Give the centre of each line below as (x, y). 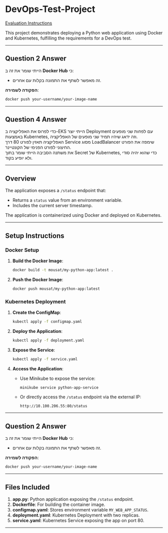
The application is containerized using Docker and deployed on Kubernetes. (83, 215)
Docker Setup (22, 250)
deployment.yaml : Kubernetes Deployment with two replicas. (76, 515)
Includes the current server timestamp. (52, 206)
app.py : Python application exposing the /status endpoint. (73, 499)
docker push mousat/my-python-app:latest (56, 289)
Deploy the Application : (37, 331)
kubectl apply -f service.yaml (45, 359)
